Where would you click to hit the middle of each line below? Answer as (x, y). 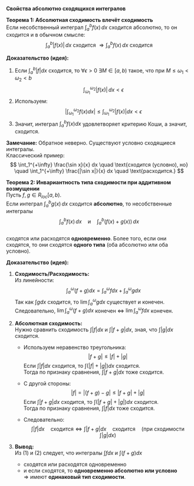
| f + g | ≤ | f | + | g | (108, 357)
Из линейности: (34, 280)
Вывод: (24, 447)
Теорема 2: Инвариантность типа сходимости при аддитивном (88, 182)
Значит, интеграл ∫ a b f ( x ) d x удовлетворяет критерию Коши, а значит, (101, 124)
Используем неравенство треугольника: (75, 347)
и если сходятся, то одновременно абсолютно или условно (100, 471)
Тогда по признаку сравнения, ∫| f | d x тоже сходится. (89, 408)
